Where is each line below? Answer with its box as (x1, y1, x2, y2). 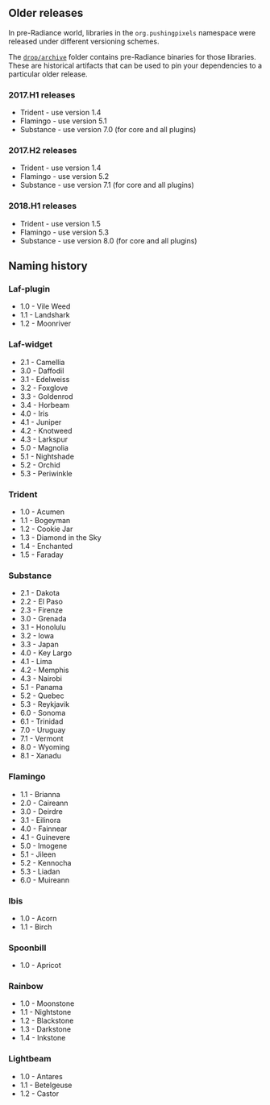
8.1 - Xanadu (19, 751, 62, 761)
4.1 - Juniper (19, 417, 62, 426)
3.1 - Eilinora (19, 815, 61, 825)
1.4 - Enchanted (19, 541, 73, 550)
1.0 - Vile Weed (19, 301, 71, 311)
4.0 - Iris (19, 409, 49, 418)
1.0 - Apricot (19, 961, 62, 970)
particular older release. (8, 69, 88, 79)
